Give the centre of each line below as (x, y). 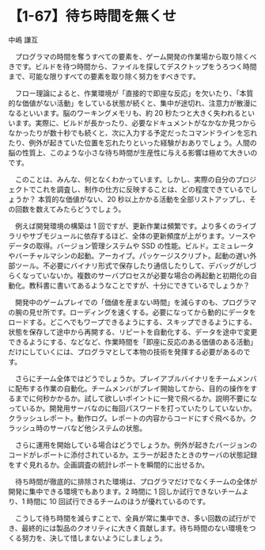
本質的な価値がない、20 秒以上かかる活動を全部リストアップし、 (144, 199)
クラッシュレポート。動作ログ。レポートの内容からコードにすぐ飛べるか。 (129, 418)
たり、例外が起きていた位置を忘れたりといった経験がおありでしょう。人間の (132, 143)
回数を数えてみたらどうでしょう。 (70, 209)
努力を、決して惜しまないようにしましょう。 (95, 538)
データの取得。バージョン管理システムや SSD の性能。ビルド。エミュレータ (131, 246)
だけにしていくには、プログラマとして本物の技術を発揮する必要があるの (126, 351)
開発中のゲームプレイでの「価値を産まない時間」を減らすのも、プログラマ (136, 302)
